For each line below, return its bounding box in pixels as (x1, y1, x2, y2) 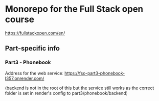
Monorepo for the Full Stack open (5, 3, 143, 15)
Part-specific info (5, 44, 60, 52)
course (5, 14, 34, 25)
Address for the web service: (5, 70, 64, 76)
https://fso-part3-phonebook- (64, 70, 125, 76)
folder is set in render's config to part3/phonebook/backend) (5, 90, 128, 96)
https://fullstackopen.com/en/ (5, 30, 65, 36)
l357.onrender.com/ (5, 75, 45, 81)
